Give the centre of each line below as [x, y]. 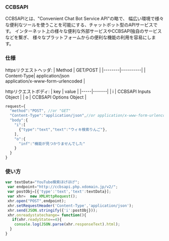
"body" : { [19, 120]
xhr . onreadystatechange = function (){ [47, 215]
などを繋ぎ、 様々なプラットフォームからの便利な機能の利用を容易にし [78, 37]
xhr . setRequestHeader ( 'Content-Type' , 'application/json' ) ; [71, 206]
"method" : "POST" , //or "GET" [40, 111]
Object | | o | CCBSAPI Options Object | [46, 97]
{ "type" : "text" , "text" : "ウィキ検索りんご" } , [63, 129]
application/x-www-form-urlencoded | [45, 81]
